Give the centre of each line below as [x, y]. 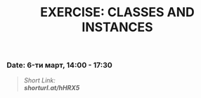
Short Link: [39, 80]
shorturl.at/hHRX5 [52, 88]
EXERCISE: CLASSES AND [117, 12]
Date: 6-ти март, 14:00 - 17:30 [60, 65]
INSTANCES [117, 27]
